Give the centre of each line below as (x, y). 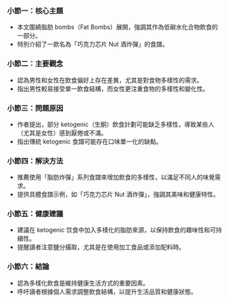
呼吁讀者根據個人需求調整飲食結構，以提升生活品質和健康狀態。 (107, 291)
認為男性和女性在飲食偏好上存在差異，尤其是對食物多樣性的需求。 (110, 80)
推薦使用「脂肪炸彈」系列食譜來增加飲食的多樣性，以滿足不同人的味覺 (116, 177)
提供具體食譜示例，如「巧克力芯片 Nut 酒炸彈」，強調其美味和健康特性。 (118, 194)
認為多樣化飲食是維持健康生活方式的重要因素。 (83, 283)
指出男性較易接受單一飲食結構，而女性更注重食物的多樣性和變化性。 (113, 89)
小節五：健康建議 (35, 214)
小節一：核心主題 (35, 10)
